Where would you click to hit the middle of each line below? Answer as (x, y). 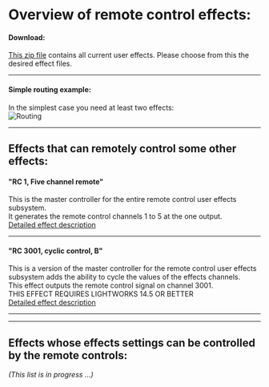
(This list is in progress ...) (51, 375)
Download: (27, 37)
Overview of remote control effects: (130, 15)
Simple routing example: (50, 89)
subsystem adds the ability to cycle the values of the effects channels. (124, 277)
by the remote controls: (68, 355)
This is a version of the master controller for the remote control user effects (132, 268)
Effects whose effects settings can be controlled (132, 343)
